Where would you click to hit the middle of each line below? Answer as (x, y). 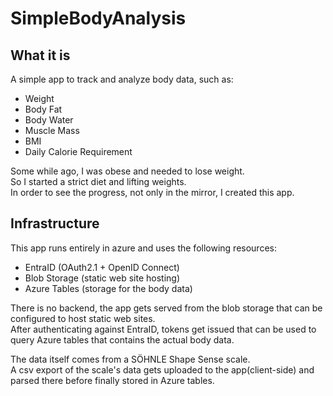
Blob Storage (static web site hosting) (102, 278)
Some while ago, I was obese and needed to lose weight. (127, 171)
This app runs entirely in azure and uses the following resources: (143, 248)
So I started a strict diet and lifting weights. (98, 181)
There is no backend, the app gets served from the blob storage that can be (166, 308)
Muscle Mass (52, 130)
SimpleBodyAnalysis (98, 18)
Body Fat (43, 109)
